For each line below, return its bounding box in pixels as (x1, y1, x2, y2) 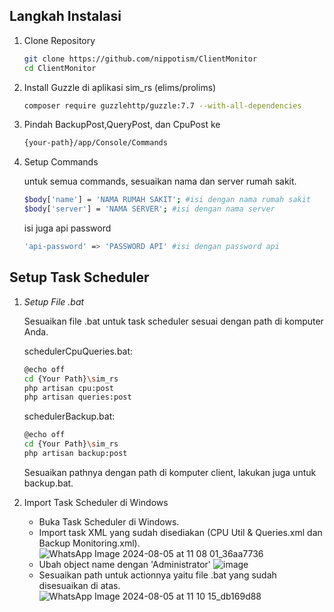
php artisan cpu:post (23, 383, 114, 393)
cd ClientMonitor (23, 63, 97, 73)
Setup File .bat (23, 295, 85, 308)
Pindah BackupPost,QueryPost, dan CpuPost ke (23, 119, 221, 131)
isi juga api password (23, 222, 112, 234)
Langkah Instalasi (9, 8, 122, 25)
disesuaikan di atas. (38, 579, 121, 591)
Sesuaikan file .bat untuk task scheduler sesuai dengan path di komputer (23, 315, 324, 327)
